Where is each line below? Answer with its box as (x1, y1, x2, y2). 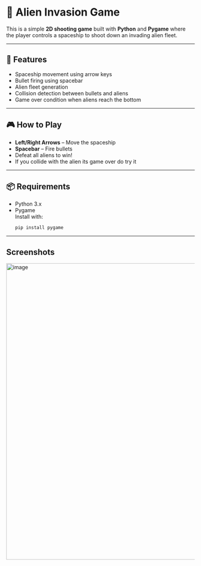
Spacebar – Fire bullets (14, 145, 73, 152)
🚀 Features (6, 55, 47, 65)
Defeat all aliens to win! (14, 151, 73, 158)
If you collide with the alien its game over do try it (14, 158, 136, 165)
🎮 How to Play (6, 120, 62, 130)
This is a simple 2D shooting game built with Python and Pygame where (6, 25, 186, 32)
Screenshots (6, 247, 55, 257)
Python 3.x (14, 200, 42, 207)
